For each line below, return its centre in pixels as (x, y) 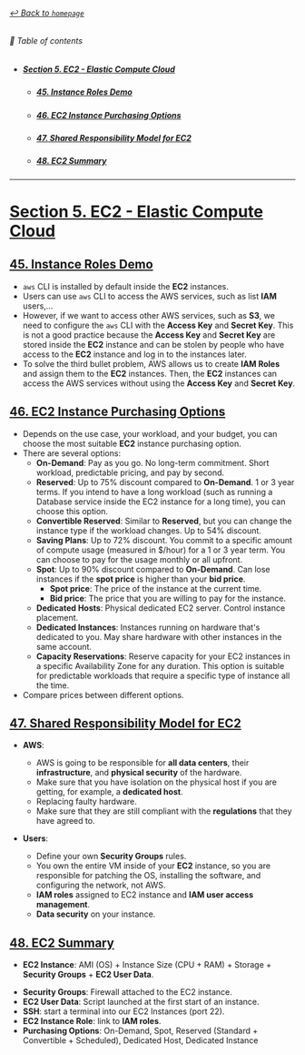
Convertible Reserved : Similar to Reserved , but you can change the (164, 521)
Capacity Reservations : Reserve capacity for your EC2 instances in (163, 656)
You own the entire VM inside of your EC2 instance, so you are (153, 866)
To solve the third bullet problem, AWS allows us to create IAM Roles (151, 363)
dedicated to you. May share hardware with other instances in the (159, 636)
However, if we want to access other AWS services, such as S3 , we (148, 315)
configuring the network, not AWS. (101, 885)
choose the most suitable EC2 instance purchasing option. (132, 443)
